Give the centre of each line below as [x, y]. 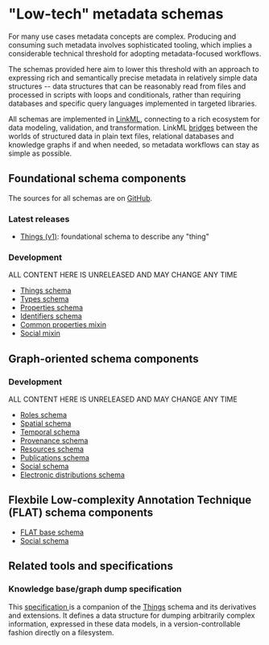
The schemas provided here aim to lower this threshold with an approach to [134, 69]
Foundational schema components [97, 179]
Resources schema [52, 449]
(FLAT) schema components [81, 513]
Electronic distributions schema [72, 475]
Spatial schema [46, 423]
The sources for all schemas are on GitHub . [81, 198]
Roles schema [43, 415]
